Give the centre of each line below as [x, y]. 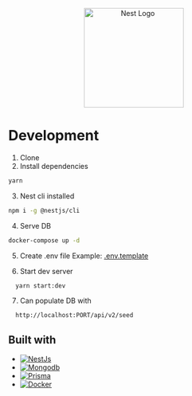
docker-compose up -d [44, 240]
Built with [32, 340]
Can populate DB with [55, 301]
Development [54, 136]
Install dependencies [54, 166]
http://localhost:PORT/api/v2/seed [74, 316]
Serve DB [35, 225]
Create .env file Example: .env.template [84, 256]
